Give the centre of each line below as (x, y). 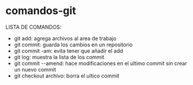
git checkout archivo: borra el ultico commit (67, 76)
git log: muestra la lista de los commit (59, 57)
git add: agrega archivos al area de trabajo (65, 38)
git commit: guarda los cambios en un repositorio (73, 45)
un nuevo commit (35, 69)
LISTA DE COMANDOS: (34, 27)
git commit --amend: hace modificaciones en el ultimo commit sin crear (100, 63)
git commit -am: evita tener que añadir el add (69, 50)
